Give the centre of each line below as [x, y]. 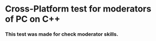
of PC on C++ [33, 19]
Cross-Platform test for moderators [78, 9]
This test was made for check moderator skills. [62, 34]
